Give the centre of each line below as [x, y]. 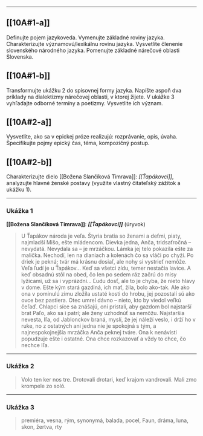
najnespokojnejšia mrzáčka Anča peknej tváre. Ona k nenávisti [99, 332]
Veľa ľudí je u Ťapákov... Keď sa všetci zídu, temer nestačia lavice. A [106, 268]
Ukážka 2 [20, 366]
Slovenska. [20, 57]
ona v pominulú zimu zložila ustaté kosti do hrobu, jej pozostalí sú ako [108, 293]
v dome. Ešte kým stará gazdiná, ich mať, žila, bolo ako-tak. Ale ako [105, 287]
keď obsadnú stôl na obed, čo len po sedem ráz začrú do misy [99, 274]
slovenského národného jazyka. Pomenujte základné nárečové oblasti [93, 50]
